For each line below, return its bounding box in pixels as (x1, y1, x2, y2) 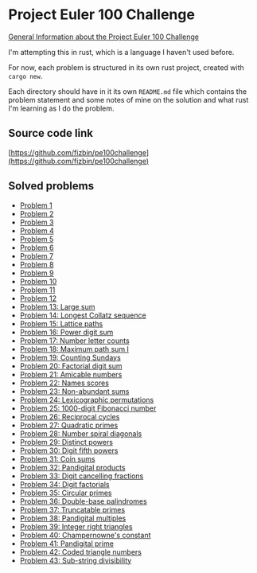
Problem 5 (19, 234, 54, 244)
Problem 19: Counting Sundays (19, 353, 121, 362)
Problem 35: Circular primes (19, 488, 112, 497)
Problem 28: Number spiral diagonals (19, 428, 142, 439)
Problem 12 (19, 293, 57, 303)
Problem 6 (19, 243, 54, 252)
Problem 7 (19, 251, 54, 260)
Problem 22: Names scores (19, 378, 110, 388)
